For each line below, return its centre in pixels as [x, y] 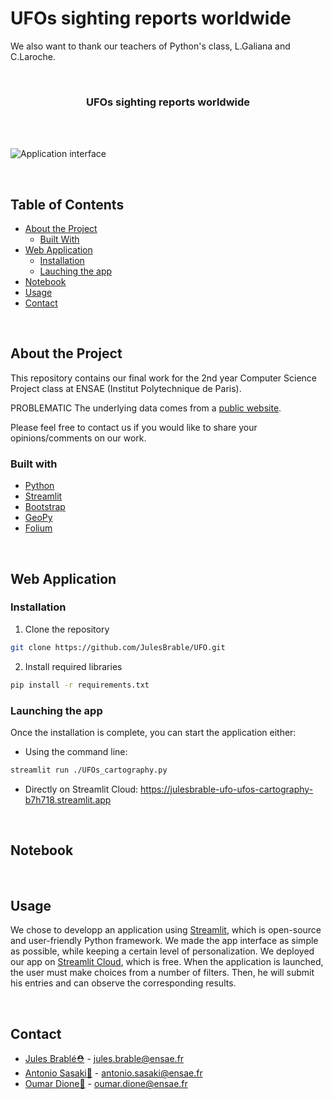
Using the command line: [76, 751]
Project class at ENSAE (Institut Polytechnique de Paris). [126, 388]
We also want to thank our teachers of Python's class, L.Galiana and [150, 46]
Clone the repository [67, 629]
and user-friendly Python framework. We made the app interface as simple [164, 941]
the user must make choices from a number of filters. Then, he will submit [162, 973]
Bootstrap [45, 507]
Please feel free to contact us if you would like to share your [134, 427]
